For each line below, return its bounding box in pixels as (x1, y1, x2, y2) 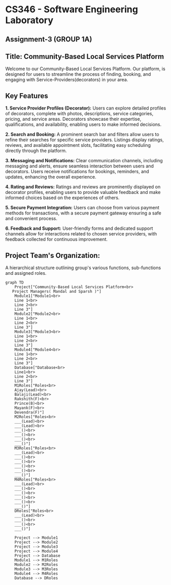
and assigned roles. (5, 270, 47, 276)
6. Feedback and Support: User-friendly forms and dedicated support (5, 225, 153, 231)
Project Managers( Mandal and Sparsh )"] (12, 289, 102, 294)
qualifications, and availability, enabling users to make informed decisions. (5, 121, 162, 127)
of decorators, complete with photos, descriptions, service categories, (5, 111, 154, 117)
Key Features (5, 91, 48, 100)
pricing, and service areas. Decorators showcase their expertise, (5, 116, 141, 122)
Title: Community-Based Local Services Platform (5, 52, 164, 61)
